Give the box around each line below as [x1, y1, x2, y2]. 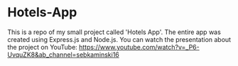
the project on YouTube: [7, 43, 78, 51]
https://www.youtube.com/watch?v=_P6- [79, 43, 200, 51]
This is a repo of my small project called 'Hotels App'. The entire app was [7, 28, 222, 36]
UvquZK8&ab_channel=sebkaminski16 [7, 50, 119, 59]
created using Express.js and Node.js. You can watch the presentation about [7, 35, 232, 43]
